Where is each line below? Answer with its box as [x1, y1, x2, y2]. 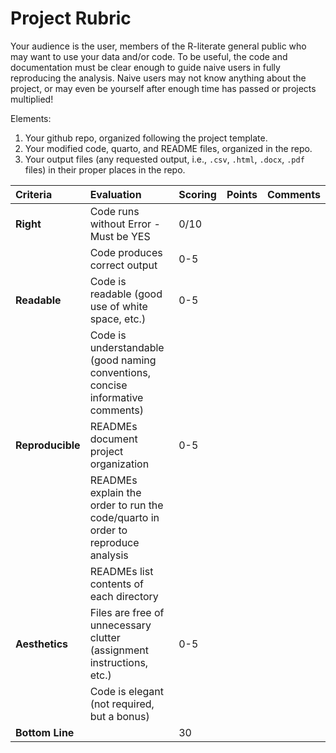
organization [89, 457, 150, 471]
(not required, [89, 697, 155, 711]
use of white [89, 299, 148, 313]
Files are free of [89, 605, 165, 619]
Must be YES [89, 229, 151, 243]
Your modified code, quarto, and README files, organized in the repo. [24, 142, 313, 154]
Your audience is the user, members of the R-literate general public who [10, 40, 307, 52]
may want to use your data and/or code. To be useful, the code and [10, 50, 288, 62]
